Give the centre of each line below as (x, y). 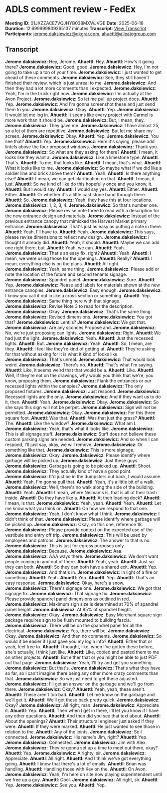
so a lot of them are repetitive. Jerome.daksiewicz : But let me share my (79, 131)
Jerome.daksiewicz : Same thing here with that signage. (63, 301)
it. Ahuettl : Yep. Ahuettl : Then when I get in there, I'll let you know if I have (82, 710)
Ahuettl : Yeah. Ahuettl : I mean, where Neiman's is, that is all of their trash (81, 492)
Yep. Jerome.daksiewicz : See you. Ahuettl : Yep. (56, 785)
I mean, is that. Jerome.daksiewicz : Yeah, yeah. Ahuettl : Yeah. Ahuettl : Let (83, 503)
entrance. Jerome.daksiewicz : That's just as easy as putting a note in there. (83, 226)
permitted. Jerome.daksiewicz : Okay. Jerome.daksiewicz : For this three (80, 413)
